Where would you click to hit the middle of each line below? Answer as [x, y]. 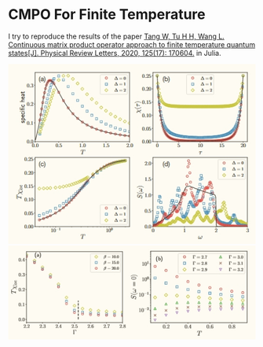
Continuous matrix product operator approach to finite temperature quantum [132, 44]
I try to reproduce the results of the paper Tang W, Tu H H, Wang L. [117, 36]
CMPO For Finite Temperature [107, 15]
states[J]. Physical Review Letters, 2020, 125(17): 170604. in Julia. [115, 53]
